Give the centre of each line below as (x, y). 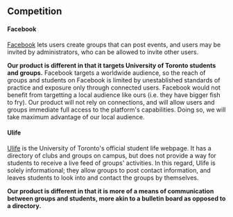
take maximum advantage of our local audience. (76, 116)
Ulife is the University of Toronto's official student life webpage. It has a (109, 148)
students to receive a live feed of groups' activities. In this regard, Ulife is (112, 163)
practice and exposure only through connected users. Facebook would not (114, 87)
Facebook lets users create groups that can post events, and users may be (114, 44)
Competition (35, 11)
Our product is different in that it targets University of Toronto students (112, 65)
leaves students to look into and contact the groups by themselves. (103, 177)
